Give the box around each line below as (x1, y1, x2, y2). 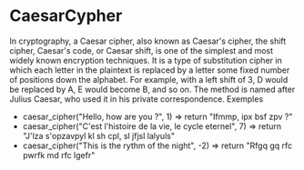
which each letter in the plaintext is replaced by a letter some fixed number (9, 65, 290, 75)
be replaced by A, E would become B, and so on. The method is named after (9, 84, 296, 95)
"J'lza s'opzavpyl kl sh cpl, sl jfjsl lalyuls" (22, 130, 176, 141)
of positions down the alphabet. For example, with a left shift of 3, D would (9, 74, 289, 85)
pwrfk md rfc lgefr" (22, 149, 96, 160)
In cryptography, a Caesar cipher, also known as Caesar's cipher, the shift (9, 35, 287, 46)
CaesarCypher (9, 5, 123, 26)
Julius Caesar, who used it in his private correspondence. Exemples (9, 93, 264, 105)
